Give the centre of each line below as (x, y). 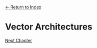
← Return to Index (23, 7)
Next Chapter (19, 40)
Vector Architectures (49, 27)
